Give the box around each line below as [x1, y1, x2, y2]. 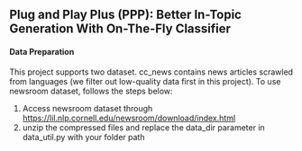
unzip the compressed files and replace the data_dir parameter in [22, 121, 266, 133]
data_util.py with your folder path [22, 131, 145, 142]
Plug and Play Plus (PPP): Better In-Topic [9, 7, 242, 22]
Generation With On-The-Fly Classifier [9, 22, 232, 37]
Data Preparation [9, 46, 75, 57]
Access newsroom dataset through [22, 102, 153, 113]
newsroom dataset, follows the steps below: [9, 85, 173, 96]
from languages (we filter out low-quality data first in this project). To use [9, 75, 281, 86]
